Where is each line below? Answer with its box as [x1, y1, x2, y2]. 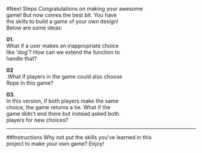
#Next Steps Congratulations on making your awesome [6, 5, 143, 12]
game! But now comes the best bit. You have [6, 11, 117, 19]
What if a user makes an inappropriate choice [6, 42, 119, 49]
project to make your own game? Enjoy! [6, 140, 104, 147]
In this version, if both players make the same [6, 97, 119, 104]
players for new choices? [6, 116, 69, 124]
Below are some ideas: [6, 24, 63, 31]
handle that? [6, 55, 37, 62]
